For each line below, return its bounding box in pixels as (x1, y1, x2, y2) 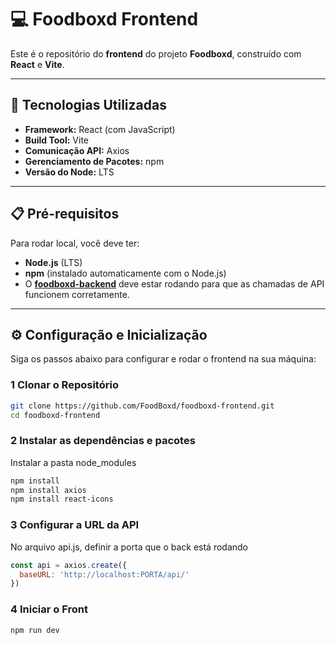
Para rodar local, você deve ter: (10, 237, 140, 249)
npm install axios (10, 485, 87, 495)
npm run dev (10, 625, 60, 635)
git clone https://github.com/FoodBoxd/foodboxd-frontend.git (10, 401, 275, 411)
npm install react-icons (10, 494, 114, 505)
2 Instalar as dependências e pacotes (10, 434, 196, 448)
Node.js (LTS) (24, 256, 83, 268)
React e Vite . (10, 58, 65, 70)
